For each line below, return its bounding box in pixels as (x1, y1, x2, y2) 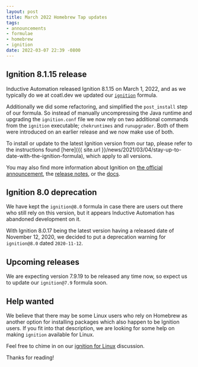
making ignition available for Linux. (6, 331, 95, 338)
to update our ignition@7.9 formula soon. (6, 279, 108, 286)
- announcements (6, 25, 46, 31)
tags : (6, 20, 20, 26)
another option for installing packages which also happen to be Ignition (6, 318, 180, 325)
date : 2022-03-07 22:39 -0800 (6, 48, 81, 53)
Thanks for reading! (6, 354, 55, 361)
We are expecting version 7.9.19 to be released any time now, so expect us (6, 273, 188, 280)
